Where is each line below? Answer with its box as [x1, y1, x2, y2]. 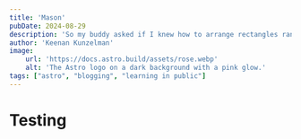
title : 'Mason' [9, 13, 66, 22]
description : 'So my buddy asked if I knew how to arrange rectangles [9, 30, 279, 39]
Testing [9, 109, 67, 130]
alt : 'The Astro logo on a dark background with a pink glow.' [25, 64, 267, 73]
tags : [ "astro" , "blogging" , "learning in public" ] [9, 72, 206, 81]
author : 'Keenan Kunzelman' [9, 38, 115, 48]
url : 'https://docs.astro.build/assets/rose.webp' [25, 55, 219, 64]
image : [9, 47, 34, 56]
